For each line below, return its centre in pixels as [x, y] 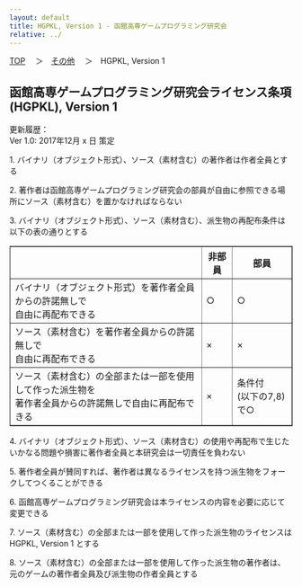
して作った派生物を [55, 390]
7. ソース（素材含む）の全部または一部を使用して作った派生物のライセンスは [151, 532]
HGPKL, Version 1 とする [55, 544]
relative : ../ [36, 34]
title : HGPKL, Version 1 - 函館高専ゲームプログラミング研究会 [118, 26]
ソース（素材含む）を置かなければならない [103, 201]
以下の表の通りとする [49, 232]
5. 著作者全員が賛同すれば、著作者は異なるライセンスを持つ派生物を [136, 472]
